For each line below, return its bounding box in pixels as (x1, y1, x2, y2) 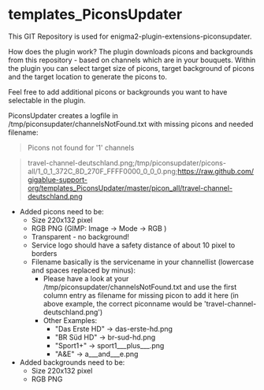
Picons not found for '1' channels (27, 143, 135, 152)
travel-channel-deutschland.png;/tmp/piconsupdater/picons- (27, 158, 227, 167)
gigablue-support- (27, 175, 88, 184)
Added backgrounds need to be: (19, 357, 125, 367)
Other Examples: (43, 315, 98, 325)
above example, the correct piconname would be (43, 299, 203, 308)
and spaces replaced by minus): (31, 266, 136, 275)
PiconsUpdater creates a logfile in (8, 110, 118, 120)
